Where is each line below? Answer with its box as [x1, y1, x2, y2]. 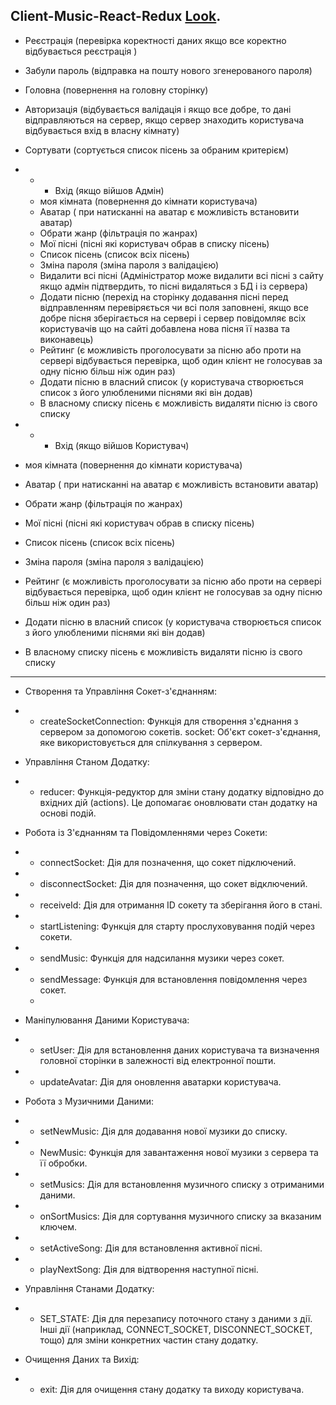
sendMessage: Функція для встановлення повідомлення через [39, 973, 308, 985]
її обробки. [39, 1157, 88, 1169]
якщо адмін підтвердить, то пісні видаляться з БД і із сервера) [39, 280, 309, 292]
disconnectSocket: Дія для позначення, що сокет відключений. [39, 877, 308, 889]
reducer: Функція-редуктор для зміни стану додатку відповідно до [39, 785, 325, 798]
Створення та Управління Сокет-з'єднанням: [24, 685, 217, 697]
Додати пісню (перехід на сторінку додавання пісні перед [39, 290, 289, 303]
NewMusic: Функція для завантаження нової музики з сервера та [39, 1146, 319, 1158]
